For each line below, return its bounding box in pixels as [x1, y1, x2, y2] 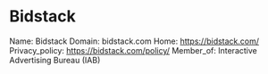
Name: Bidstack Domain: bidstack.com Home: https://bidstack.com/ [9, 36, 260, 46]
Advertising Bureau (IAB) [9, 54, 101, 65]
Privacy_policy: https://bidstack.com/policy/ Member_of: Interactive [9, 45, 257, 55]
